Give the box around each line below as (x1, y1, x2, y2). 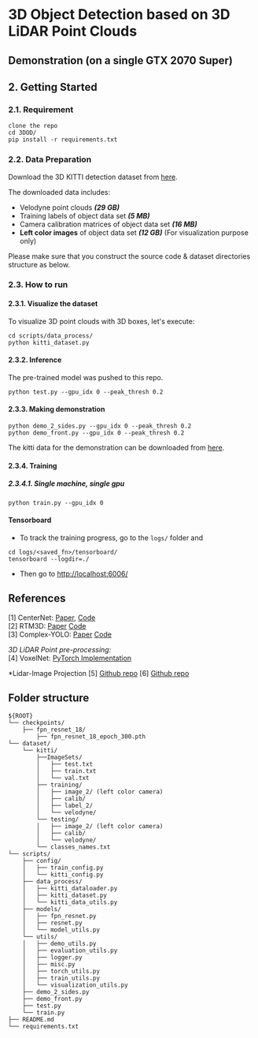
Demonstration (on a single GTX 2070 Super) (8, 54, 234, 67)
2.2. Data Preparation (8, 154, 92, 165)
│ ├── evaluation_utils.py (22, 947, 118, 955)
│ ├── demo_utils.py (22, 940, 97, 948)
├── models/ (22, 905, 61, 913)
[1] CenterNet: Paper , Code (8, 613, 96, 622)
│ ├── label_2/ (36, 802, 93, 810)
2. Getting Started (8, 80, 98, 94)
